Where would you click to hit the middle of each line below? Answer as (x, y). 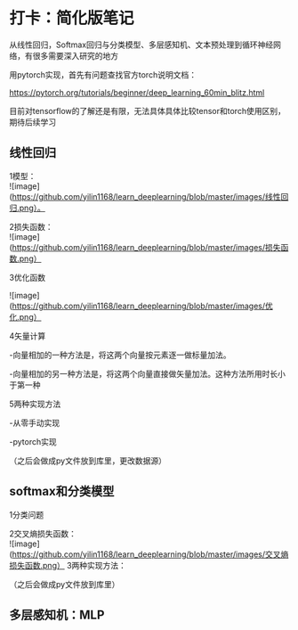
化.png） (25, 316)
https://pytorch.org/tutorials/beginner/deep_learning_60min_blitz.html (137, 92)
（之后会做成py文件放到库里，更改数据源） (88, 461)
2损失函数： (31, 226)
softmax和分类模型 (62, 491)
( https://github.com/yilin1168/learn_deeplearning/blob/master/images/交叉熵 (149, 554)
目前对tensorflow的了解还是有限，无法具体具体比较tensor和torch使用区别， (148, 110)
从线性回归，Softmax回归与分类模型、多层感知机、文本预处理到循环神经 (141, 45)
